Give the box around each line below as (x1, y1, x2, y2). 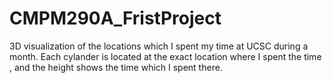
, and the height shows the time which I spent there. (9, 61, 223, 73)
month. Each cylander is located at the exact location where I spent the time (9, 50, 322, 62)
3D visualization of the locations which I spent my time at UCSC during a (9, 40, 309, 52)
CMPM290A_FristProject (9, 7, 222, 30)
